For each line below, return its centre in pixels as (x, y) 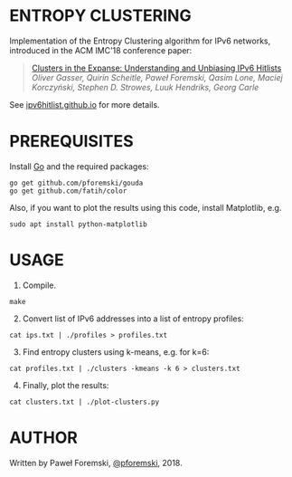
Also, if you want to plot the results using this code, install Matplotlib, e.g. (146, 207)
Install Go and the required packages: (79, 166)
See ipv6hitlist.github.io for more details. (85, 104)
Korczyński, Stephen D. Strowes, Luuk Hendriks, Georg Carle (145, 87)
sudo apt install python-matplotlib (78, 224)
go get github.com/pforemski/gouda (76, 183)
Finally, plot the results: (66, 385)
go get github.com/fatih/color (68, 191)
